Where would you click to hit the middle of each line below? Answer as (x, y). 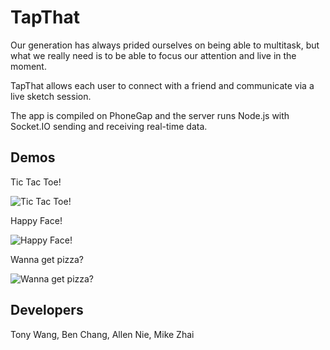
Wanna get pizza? (47, 259)
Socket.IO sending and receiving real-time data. (109, 126)
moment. (28, 66)
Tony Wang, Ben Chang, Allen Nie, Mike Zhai (102, 334)
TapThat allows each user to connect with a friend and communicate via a (162, 85)
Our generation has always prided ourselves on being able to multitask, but (165, 45)
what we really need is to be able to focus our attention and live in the (153, 55)
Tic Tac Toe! (36, 182)
